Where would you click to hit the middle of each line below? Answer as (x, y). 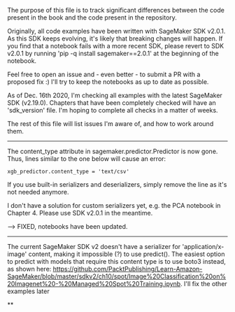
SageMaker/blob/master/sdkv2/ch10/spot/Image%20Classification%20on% (116, 276)
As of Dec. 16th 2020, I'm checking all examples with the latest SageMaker (115, 95)
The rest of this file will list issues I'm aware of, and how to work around (111, 124)
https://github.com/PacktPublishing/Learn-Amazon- (128, 269)
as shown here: (29, 269)
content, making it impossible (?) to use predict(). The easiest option (127, 254)
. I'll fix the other (204, 284)
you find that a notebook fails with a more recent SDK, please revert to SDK (116, 46)
